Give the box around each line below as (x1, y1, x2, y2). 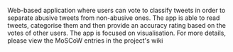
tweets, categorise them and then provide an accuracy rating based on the (7, 21, 226, 29)
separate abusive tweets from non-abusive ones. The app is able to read (7, 14, 220, 22)
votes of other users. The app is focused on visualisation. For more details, (7, 28, 226, 37)
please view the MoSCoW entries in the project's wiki (7, 36, 163, 45)
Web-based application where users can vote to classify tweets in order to (7, 6, 226, 14)
